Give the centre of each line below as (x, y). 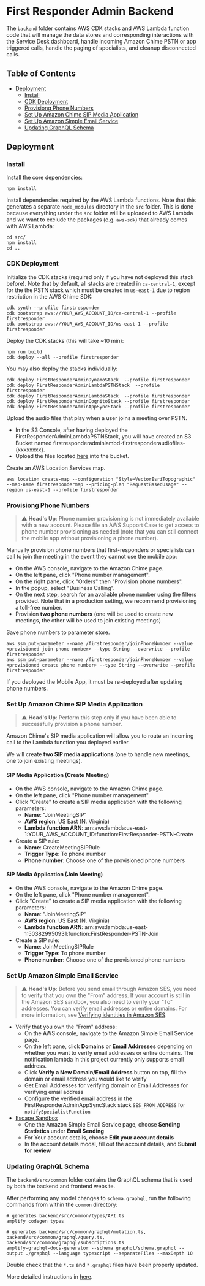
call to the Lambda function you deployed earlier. (68, 743)
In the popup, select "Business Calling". (65, 588)
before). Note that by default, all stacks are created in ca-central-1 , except (101, 283)
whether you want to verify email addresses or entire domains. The (109, 1053)
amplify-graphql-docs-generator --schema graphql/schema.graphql (91, 1248)
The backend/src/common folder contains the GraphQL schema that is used (99, 1180)
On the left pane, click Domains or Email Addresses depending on (108, 1046)
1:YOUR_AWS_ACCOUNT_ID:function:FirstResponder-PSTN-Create (109, 834)
